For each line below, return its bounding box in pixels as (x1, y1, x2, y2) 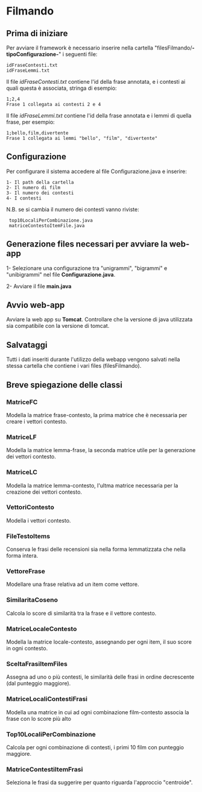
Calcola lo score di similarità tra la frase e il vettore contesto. (6, 609, 157, 617)
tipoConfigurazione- (6, 51, 59, 58)
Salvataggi (6, 339, 48, 350)
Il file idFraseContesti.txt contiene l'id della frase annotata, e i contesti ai (6, 78, 186, 85)
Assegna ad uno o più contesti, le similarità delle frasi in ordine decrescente (6, 673, 195, 680)
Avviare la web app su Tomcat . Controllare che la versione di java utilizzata (6, 316, 193, 323)
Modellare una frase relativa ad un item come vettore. (6, 580, 139, 588)
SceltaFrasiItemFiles (6, 659, 68, 668)
